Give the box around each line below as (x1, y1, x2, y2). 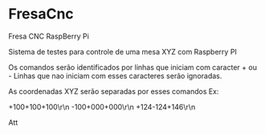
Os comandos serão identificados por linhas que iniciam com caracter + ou (8, 62, 257, 72)
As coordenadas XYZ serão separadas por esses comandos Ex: (8, 86, 219, 96)
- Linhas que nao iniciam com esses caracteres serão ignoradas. (8, 71, 222, 80)
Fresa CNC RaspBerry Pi (8, 31, 90, 41)
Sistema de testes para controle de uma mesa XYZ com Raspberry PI (8, 47, 237, 56)
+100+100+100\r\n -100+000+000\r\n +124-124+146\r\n (8, 102, 196, 112)
